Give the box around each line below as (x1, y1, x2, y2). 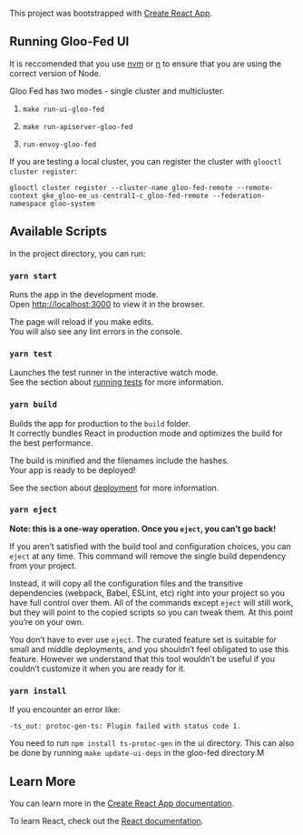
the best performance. (9, 437, 93, 448)
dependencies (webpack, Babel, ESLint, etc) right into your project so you (9, 587, 286, 599)
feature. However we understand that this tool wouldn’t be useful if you (9, 653, 275, 664)
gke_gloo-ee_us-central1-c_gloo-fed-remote (42, 191, 209, 200)
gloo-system (49, 199, 95, 208)
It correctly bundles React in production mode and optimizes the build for (9, 428, 283, 438)
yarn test (9, 348, 53, 358)
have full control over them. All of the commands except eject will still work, (9, 597, 294, 608)
